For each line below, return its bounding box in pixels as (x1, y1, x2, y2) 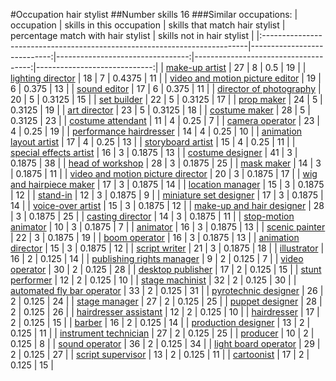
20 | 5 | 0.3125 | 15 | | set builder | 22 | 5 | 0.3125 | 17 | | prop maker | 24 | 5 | (10, 94, 323, 105)
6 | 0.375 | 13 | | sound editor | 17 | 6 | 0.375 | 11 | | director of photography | (10, 83, 322, 94)
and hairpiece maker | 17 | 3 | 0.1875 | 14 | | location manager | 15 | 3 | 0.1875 (10, 179, 325, 190)
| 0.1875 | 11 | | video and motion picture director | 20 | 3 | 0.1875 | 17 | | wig (10, 168, 318, 179)
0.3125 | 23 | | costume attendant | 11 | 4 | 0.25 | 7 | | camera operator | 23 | (10, 115, 320, 126)
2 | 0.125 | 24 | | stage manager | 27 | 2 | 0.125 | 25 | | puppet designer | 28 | (10, 295, 323, 307)
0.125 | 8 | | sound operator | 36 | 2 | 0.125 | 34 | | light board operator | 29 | (10, 338, 321, 349)
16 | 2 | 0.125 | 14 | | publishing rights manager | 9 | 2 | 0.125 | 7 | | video (10, 253, 304, 264)
